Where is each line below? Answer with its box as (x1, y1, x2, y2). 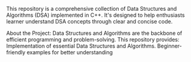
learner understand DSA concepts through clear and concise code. (6, 18, 173, 25)
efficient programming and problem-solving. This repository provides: (6, 36, 180, 43)
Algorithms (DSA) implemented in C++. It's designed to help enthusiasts (6, 11, 185, 19)
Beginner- (157, 42, 182, 49)
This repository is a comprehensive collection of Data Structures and (6, 5, 177, 12)
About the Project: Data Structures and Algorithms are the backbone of (6, 29, 183, 37)
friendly (6, 49, 26, 56)
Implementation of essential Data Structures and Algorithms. (6, 42, 156, 49)
